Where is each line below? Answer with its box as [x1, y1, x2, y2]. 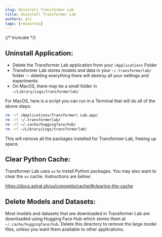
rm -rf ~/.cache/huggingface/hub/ [5, 122, 77, 127]
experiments [12, 78, 38, 84]
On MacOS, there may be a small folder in [12, 83, 97, 89]
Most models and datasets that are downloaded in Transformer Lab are [5, 211, 150, 217]
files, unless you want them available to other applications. [5, 226, 124, 233]
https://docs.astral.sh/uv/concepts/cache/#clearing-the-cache [5, 183, 133, 189]
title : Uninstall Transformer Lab [5, 12, 77, 17]
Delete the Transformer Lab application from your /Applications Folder [12, 62, 157, 68]
